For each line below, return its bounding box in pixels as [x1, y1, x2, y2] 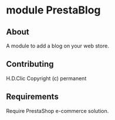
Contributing [6, 59, 54, 69]
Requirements [6, 92, 59, 102]
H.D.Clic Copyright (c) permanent [6, 74, 87, 82]
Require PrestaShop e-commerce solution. [6, 107, 109, 114]
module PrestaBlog [6, 4, 101, 17]
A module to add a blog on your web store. [6, 42, 110, 49]
